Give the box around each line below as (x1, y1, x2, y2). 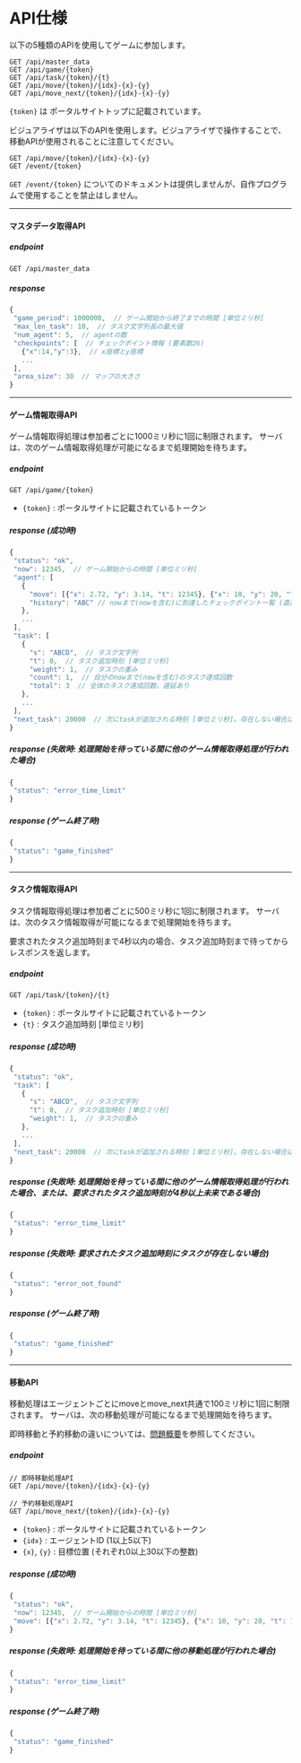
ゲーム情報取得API (9, 409, 78, 420)
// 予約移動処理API (9, 1499, 74, 1508)
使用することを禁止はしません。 (24, 189, 143, 200)
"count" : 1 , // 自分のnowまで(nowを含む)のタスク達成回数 (29, 673, 233, 682)
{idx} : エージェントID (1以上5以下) (21, 1535, 152, 1546)
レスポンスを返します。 (9, 947, 96, 958)
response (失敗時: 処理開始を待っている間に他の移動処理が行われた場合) (9, 1646, 277, 1656)
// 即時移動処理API (9, 1474, 74, 1483)
